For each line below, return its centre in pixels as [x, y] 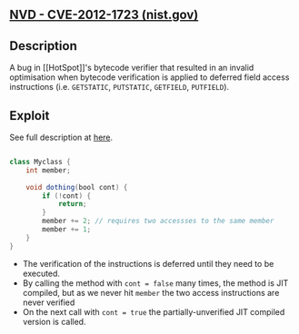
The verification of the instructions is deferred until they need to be [148, 263]
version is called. [54, 321]
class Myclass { [40, 162]
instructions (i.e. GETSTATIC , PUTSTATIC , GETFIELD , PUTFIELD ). [120, 87]
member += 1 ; [67, 230]
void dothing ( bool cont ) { [77, 187]
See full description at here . [61, 138]
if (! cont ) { [67, 196]
